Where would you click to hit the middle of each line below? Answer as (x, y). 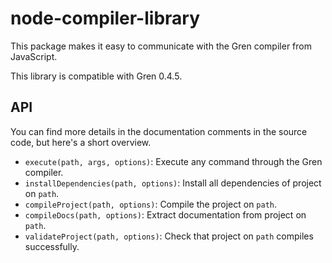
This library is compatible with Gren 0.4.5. (96, 76)
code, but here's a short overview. (81, 142)
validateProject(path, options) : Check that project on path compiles (169, 236)
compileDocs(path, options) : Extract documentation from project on (165, 214)
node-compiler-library (105, 18)
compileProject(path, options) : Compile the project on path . (151, 204)
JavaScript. (34, 56)
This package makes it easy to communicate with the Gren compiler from (161, 46)
